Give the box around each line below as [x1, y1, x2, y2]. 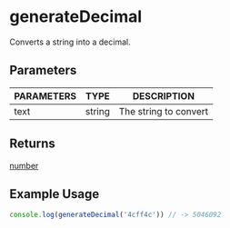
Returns [9, 136, 56, 152]
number [9, 160, 39, 171]
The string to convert [118, 104, 209, 117]
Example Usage [9, 186, 100, 202]
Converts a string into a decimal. [9, 36, 131, 47]
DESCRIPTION [132, 89, 195, 102]
